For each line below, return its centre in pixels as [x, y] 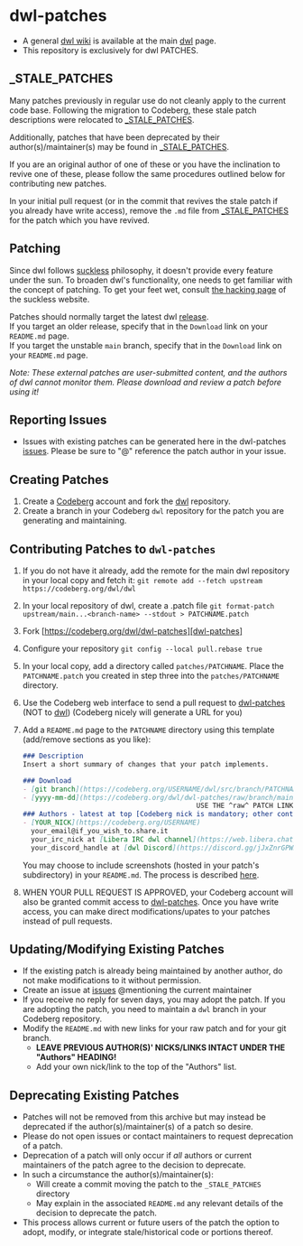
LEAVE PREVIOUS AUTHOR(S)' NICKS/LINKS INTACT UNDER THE [161, 1047]
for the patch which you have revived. [80, 220]
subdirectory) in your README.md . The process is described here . [141, 874]
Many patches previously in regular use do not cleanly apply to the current [148, 100]
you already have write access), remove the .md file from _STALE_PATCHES [149, 210]
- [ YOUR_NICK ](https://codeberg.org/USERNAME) [111, 823]
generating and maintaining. [74, 521]
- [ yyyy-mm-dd [49, 797]
